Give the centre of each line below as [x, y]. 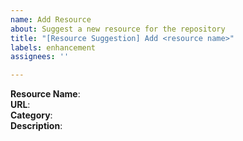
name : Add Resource [51, 19]
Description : [36, 126]
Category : [31, 115]
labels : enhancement [53, 47]
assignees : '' [40, 57]
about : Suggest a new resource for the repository [118, 29]
